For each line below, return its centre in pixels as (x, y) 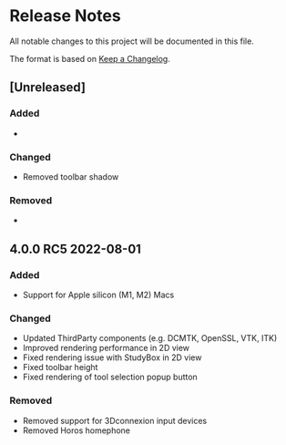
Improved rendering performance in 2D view (106, 348)
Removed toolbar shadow (71, 176)
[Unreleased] (48, 88)
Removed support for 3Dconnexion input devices (115, 420)
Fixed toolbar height (60, 367)
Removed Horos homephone (76, 430)
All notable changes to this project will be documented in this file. (132, 41)
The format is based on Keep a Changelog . (90, 58)
